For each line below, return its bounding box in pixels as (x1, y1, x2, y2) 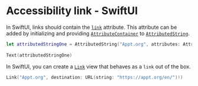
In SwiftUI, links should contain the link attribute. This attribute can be (6, 24, 177, 31)
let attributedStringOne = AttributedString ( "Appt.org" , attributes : (6, 41, 181, 47)
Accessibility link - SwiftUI (6, 4, 138, 18)
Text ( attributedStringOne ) (6, 52, 72, 58)
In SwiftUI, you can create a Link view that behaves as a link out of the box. (6, 63, 191, 70)
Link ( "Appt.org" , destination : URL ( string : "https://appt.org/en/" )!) (6, 74, 183, 80)
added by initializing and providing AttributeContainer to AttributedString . (6, 29, 190, 37)
